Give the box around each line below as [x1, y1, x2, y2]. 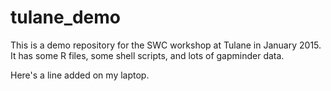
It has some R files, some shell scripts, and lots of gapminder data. [10, 49, 285, 61]
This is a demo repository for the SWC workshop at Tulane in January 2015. [10, 39, 322, 51]
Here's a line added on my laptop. [10, 69, 150, 81]
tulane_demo [10, 6, 122, 29]
